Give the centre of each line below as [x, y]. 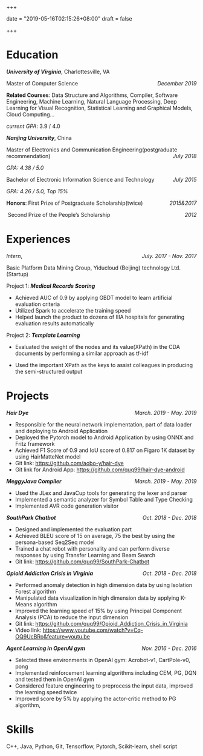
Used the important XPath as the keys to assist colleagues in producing [104, 365]
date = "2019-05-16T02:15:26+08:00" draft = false [69, 18]
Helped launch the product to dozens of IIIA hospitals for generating [100, 317]
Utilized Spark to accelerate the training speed [73, 310]
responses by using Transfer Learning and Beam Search [85, 555]
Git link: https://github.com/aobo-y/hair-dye [69, 463]
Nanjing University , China [39, 138]
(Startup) [18, 274]
